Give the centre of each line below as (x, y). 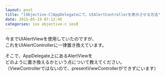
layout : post (19, 10)
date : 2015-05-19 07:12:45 (34, 19)
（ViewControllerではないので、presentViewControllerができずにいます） (82, 68)
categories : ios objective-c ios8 (42, 24)
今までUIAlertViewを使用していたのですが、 (51, 39)
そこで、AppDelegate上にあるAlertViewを (49, 56)
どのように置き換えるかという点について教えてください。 (65, 62)
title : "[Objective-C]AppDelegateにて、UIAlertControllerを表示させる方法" (83, 15)
